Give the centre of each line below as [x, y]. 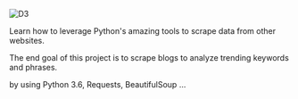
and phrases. [33, 67]
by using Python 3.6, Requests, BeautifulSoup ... [98, 84]
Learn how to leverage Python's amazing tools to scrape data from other [143, 31]
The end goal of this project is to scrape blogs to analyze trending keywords [149, 58]
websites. [27, 41]
